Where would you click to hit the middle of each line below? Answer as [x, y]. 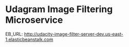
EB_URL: [14, 34]
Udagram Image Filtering [59, 9]
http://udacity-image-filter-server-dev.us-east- [74, 34]
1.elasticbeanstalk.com [29, 39]
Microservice [34, 20]
